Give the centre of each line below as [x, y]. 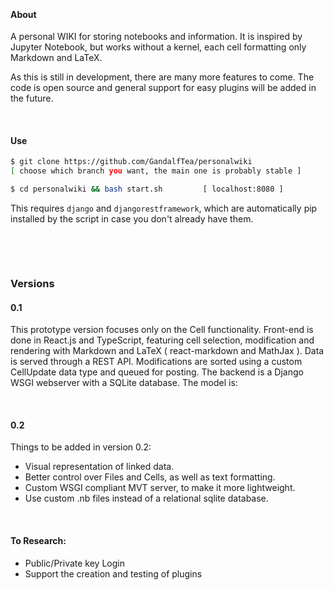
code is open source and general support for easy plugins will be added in [163, 88]
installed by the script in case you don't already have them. [132, 219]
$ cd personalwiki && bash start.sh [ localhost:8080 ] [147, 189]
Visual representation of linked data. [99, 467]
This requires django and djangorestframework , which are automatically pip [164, 208]
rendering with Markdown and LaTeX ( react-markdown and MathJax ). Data [167, 351]
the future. [32, 98]
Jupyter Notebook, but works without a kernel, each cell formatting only [158, 47]
